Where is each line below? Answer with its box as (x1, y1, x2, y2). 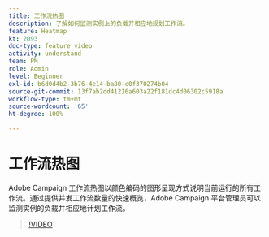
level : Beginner (8, 72, 63, 80)
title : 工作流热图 (8, 11, 65, 20)
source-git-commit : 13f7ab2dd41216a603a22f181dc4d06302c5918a (8, 87, 223, 96)
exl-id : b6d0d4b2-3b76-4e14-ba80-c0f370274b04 (8, 80, 169, 88)
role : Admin (8, 65, 49, 73)
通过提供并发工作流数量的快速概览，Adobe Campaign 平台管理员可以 (29, 192, 262, 203)
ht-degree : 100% (8, 110, 63, 118)
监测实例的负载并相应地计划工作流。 (8, 203, 130, 213)
